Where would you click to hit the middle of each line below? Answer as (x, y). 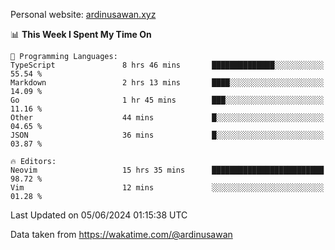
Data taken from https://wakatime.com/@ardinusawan (121, 234)
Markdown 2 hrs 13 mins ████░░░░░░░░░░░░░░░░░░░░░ (167, 83)
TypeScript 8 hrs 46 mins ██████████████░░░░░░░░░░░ (167, 65)
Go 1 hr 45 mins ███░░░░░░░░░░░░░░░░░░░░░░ (167, 100)
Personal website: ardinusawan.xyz (83, 14)
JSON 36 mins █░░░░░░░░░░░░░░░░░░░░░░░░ (167, 135)
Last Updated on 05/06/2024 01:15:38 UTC (99, 215)
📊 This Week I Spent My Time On (81, 34)
